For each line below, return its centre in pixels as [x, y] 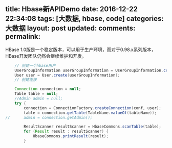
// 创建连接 [26, 80]
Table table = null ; [36, 94]
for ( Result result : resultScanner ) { [66, 132]
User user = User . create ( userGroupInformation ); [67, 75]
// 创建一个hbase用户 [35, 65]
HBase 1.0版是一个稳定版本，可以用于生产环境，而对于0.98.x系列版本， [81, 50]
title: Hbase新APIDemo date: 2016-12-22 [72, 9]
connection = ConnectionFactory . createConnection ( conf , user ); [92, 108]
